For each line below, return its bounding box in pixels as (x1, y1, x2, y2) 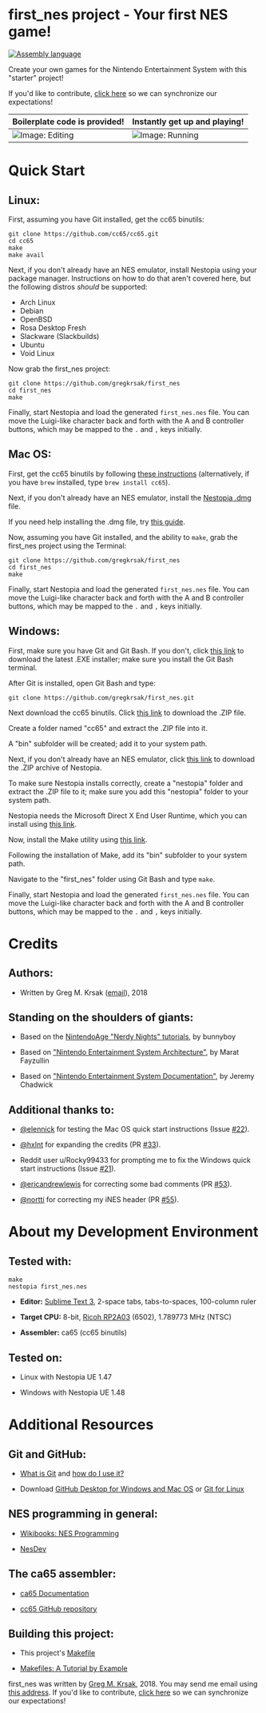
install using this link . (8, 819, 77, 829)
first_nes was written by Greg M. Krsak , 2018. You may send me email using (8, 1679, 258, 1689)
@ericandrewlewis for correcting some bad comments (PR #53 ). (19, 1180, 232, 1189)
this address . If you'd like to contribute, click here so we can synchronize (8, 1687, 249, 1697)
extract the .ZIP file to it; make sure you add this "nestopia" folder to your (8, 786, 249, 797)
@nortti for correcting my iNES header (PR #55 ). (19, 1195, 180, 1204)
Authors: (8, 966, 54, 980)
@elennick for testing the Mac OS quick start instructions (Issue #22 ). (19, 1124, 250, 1134)
